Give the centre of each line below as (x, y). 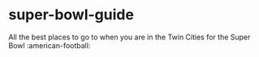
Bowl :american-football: (50, 45)
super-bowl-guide (71, 15)
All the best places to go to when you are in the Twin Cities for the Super (129, 37)
